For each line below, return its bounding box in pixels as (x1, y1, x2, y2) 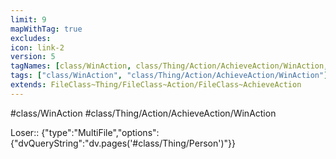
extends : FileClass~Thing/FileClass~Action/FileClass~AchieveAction (10, 80, 302, 90)
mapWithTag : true (10, 24, 83, 34)
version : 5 (10, 52, 56, 62)
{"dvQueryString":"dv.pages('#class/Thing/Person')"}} (10, 137, 236, 149)
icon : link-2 (10, 42, 65, 53)
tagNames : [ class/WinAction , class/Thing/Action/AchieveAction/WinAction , (10, 61, 329, 71)
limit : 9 (10, 14, 47, 25)
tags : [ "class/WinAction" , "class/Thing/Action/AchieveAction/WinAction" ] (10, 71, 329, 81)
